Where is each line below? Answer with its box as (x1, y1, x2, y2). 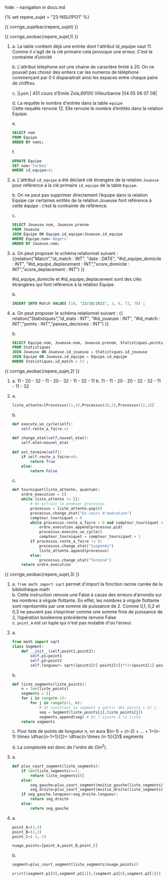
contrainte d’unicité (12, 54, 52, 60)
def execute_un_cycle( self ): (12, 421, 73, 426)
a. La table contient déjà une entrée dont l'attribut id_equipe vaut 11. (12, 43, 152, 49)
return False (30, 468, 57, 473)
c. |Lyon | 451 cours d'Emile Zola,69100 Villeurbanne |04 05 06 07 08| (12, 90, 157, 96)
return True (30, 459, 55, 464)
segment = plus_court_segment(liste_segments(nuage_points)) (12, 862, 139, 867)
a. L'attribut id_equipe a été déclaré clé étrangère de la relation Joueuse (12, 177, 159, 183)
